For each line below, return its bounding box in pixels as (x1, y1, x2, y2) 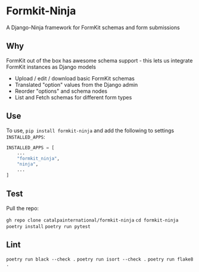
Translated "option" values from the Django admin (14, 81, 138, 88)
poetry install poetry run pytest (6, 223, 91, 230)
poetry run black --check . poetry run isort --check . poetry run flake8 (6, 257, 194, 262)
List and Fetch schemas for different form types (14, 93, 132, 101)
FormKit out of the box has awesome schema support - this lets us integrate (6, 57, 193, 64)
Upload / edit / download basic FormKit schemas (14, 74, 135, 82)
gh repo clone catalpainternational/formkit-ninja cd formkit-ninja (6, 217, 179, 223)
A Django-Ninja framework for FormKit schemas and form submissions (6, 24, 180, 31)
